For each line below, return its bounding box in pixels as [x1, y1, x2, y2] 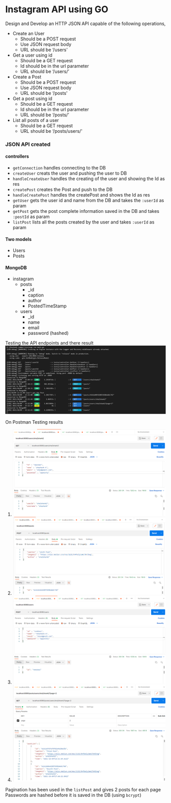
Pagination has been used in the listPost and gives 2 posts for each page [5, 786, 161, 792]
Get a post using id [12, 95, 52, 102]
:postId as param [12, 213, 50, 220]
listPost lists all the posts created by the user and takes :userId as [12, 219, 155, 225]
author [27, 298, 42, 304]
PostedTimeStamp [27, 303, 67, 309]
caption [27, 292, 44, 298]
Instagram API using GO [5, 4, 108, 15]
